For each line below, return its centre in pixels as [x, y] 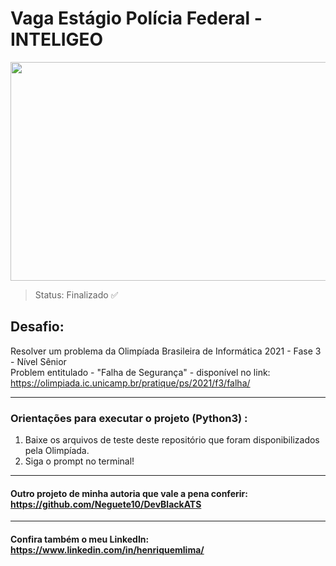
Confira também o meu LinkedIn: [80, 539]
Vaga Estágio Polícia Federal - [136, 18]
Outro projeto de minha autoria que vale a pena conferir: [129, 493]
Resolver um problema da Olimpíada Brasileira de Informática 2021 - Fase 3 [166, 351]
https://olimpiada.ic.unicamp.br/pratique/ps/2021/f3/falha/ [130, 383]
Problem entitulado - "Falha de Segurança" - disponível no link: [140, 372]
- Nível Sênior [38, 361]
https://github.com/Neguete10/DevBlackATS [106, 504]
